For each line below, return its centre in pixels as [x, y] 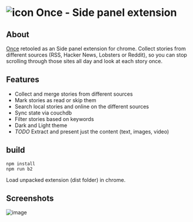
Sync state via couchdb [43, 113]
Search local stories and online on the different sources [82, 106]
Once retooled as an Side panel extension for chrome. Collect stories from [96, 48]
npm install [21, 164]
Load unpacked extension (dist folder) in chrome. [66, 179]
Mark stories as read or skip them [55, 100]
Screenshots [30, 199]
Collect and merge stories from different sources [74, 94]
